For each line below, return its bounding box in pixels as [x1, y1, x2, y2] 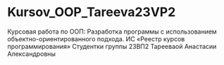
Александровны [7, 50, 56, 58]
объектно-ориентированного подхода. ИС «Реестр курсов [7, 34, 185, 43]
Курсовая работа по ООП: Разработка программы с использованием [7, 27, 217, 36]
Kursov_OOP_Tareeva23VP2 [7, 4, 176, 20]
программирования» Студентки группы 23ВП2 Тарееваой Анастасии [7, 42, 217, 50]
